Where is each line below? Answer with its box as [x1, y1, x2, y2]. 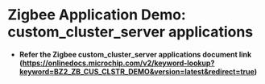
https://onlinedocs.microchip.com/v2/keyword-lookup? [22, 58, 215, 68]
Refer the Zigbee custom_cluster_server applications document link [19, 49, 252, 59]
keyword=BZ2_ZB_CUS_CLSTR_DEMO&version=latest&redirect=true [19, 66, 255, 76]
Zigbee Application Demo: [7, 6, 186, 24]
